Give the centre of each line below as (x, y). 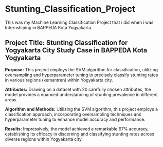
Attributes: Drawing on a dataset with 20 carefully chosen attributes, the (78, 89)
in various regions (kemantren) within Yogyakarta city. (59, 80)
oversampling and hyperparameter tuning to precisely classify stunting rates (81, 75)
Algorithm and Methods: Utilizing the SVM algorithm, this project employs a (81, 109)
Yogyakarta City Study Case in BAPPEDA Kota (76, 50)
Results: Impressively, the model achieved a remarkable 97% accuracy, (77, 129)
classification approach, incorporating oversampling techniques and (73, 114)
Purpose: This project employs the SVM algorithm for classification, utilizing (81, 69)
